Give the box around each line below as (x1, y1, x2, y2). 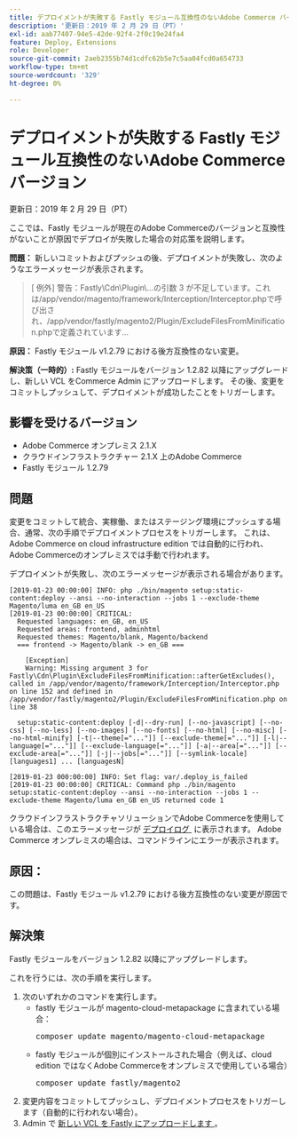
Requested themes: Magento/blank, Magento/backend (17, 632, 208, 642)
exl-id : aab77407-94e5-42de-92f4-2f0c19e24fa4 (9, 29, 184, 38)
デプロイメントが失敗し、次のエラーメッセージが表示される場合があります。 (9, 568, 288, 579)
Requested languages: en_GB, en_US (17, 617, 149, 626)
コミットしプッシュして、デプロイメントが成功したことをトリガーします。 (9, 386, 280, 397)
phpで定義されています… (38, 326, 129, 338)
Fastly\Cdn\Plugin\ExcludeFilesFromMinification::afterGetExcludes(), (9, 672, 276, 680)
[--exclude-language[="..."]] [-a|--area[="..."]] (80, 742, 272, 751)
